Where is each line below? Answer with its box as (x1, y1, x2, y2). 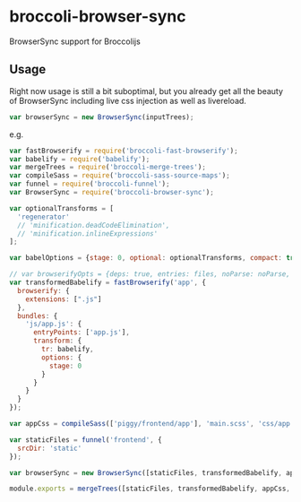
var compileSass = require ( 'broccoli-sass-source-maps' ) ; (9, 171, 230, 180)
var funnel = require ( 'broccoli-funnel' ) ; (9, 179, 170, 189)
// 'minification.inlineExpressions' (17, 229, 159, 238)
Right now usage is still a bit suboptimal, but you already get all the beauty (9, 85, 284, 96)
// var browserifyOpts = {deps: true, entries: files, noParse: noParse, (9, 270, 291, 279)
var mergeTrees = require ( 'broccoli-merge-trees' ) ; (9, 163, 206, 172)
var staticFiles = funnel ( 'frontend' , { (9, 435, 163, 445)
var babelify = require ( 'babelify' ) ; (9, 154, 150, 163)
